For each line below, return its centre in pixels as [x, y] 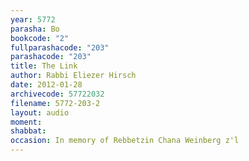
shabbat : [28, 131]
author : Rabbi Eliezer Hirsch [73, 76]
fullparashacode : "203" [60, 47]
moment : [26, 122]
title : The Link [44, 66]
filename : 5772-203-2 [55, 103]
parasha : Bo [35, 29]
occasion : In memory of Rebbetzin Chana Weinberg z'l [125, 141]
